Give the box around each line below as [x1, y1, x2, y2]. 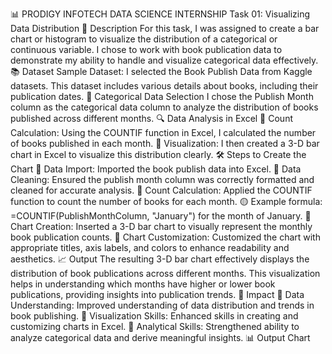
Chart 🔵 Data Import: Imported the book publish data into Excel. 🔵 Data [10, 163, 302, 175]
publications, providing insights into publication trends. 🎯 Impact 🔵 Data [10, 289, 305, 300]
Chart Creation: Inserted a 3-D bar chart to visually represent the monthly [10, 221, 313, 232]
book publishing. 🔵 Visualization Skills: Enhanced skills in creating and [10, 310, 299, 322]
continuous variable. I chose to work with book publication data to [10, 44, 283, 55]
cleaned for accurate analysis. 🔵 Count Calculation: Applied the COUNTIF [10, 184, 313, 196]
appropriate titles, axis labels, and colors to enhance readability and [10, 242, 290, 253]
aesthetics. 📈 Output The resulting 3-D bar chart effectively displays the [10, 253, 310, 265]
